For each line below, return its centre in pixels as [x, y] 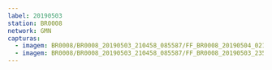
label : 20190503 [35, 16]
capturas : [24, 38]
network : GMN [30, 31]
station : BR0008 [35, 23]
